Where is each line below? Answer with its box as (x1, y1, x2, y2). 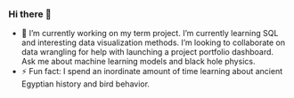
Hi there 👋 (8, 8, 53, 20)
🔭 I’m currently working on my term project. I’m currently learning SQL (20, 28, 279, 39)
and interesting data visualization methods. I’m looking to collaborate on (20, 37, 286, 48)
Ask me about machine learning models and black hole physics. (20, 57, 256, 67)
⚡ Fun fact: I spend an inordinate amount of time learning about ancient (20, 66, 282, 77)
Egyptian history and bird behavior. (20, 79, 151, 89)
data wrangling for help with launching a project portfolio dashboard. (20, 47, 274, 57)
